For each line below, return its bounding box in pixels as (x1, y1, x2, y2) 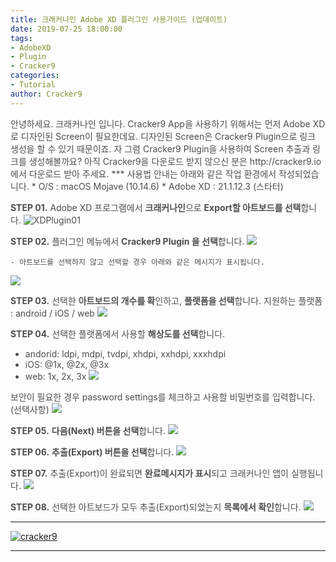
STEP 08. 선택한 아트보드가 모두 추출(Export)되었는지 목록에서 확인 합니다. (10, 501, 302, 513)
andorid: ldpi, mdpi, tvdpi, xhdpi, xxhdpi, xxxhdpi (24, 347, 227, 360)
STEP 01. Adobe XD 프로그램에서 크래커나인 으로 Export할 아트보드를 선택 (10, 201, 302, 213)
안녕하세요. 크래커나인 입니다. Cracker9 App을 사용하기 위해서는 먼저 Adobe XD (10, 117, 326, 130)
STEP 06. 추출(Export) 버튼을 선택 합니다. (10, 446, 175, 458)
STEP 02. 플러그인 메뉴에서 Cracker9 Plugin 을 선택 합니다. (10, 235, 245, 247)
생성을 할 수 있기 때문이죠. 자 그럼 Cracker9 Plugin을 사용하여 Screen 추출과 (10, 142, 311, 155)
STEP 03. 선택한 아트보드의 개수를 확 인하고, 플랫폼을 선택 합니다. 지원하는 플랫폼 (10, 294, 323, 306)
